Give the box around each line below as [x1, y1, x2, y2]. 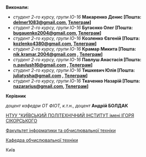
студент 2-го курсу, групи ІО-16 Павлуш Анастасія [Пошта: [13, 57, 142, 62]
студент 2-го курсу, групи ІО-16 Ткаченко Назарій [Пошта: [13, 78, 140, 84]
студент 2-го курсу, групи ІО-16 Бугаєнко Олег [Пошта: [13, 25, 133, 31]
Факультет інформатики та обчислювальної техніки [6, 127, 116, 133]
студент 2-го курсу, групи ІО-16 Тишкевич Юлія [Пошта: [13, 67, 135, 73]
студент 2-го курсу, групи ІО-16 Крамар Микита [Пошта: [13, 46, 136, 52]
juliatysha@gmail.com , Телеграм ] [13, 73, 88, 78]
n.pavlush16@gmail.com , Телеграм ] [13, 62, 93, 68]
